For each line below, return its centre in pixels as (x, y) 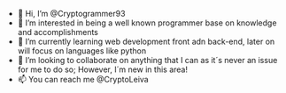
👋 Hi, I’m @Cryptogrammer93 (71, 14)
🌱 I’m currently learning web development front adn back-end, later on (146, 41)
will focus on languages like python (82, 51)
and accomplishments (58, 32)
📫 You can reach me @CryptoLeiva (83, 79)
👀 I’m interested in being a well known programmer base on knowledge (147, 23)
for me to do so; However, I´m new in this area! (103, 69)
